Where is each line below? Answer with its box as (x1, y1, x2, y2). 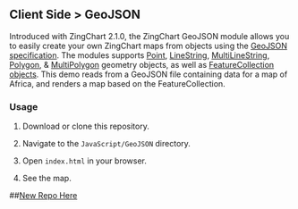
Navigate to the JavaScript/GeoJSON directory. (21, 138, 191, 149)
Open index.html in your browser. (21, 155, 148, 166)
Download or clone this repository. (21, 121, 149, 132)
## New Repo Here (9, 190, 78, 201)
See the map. (21, 173, 72, 184)
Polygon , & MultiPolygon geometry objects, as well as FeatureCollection (9, 59, 275, 70)
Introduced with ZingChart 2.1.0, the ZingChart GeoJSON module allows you (9, 30, 290, 41)
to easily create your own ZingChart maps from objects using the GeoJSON (9, 40, 288, 51)
